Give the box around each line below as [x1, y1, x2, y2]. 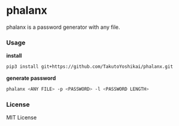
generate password [6, 74, 56, 82]
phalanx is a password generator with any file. [6, 23, 120, 31]
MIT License [6, 114, 37, 121]
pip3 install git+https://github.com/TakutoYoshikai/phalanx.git [6, 64, 173, 70]
